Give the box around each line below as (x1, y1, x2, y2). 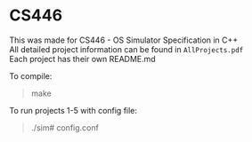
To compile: (9, 70, 53, 81)
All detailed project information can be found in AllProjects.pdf (9, 43, 244, 54)
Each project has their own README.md (9, 53, 156, 64)
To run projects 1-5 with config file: (9, 105, 138, 115)
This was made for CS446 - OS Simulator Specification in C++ (9, 35, 239, 45)
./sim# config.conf (30, 122, 100, 133)
